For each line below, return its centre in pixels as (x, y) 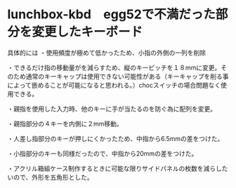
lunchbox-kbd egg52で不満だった (111, 14)
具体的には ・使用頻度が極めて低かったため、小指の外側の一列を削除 (106, 53)
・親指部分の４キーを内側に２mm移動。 (65, 123)
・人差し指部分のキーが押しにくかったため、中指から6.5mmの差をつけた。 (116, 138)
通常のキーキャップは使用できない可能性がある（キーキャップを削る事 (127, 76)
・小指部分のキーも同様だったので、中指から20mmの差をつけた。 (103, 153)
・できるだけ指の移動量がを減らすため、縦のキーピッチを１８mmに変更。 (114, 67)
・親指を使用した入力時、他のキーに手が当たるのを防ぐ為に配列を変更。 (112, 109)
